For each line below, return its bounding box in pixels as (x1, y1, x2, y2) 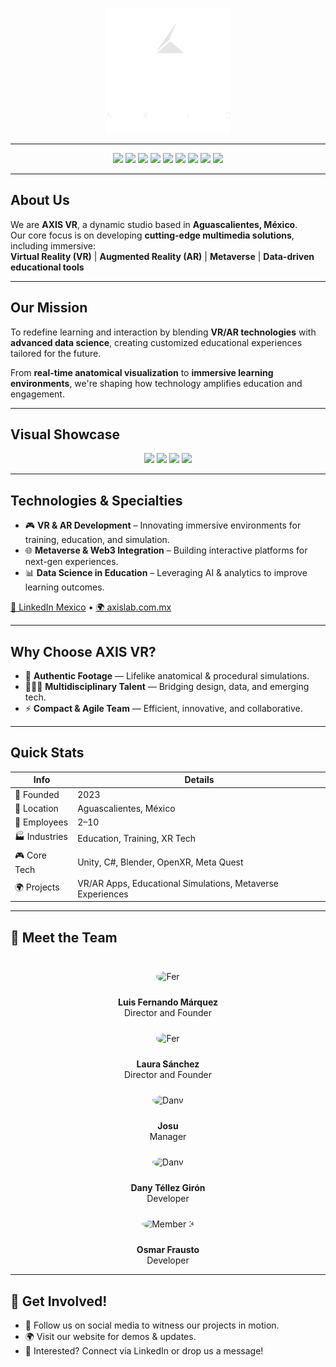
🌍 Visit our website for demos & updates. (24, 1331, 197, 1342)
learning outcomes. (24, 581, 105, 593)
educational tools (10, 261, 85, 273)
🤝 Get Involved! (10, 1293, 108, 1310)
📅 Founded (14, 788, 60, 800)
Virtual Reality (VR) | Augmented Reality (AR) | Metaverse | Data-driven (10, 250, 315, 262)
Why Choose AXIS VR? (10, 643, 157, 660)
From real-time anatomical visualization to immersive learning (10, 366, 274, 378)
